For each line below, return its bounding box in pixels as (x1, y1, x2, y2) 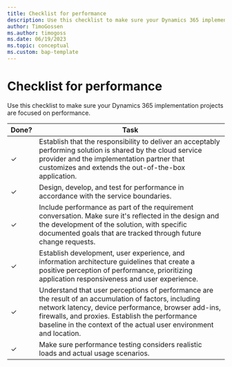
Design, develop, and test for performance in (39, 182, 184, 192)
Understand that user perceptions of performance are (39, 285, 214, 294)
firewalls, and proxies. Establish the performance (39, 311, 197, 321)
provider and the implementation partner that (39, 153, 185, 163)
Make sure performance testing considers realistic (39, 339, 202, 349)
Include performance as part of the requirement (39, 202, 194, 211)
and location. (39, 328, 81, 338)
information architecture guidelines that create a (39, 256, 195, 266)
